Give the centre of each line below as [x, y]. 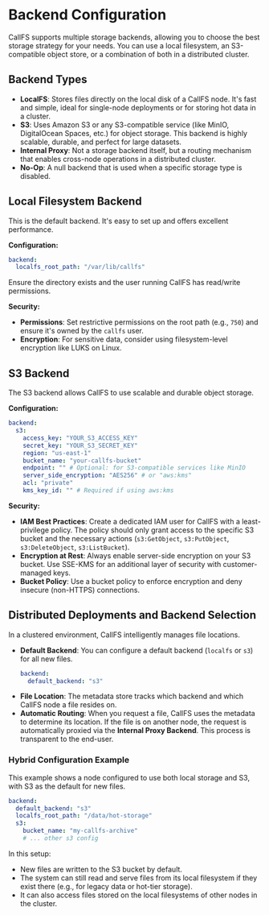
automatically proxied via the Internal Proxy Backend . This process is [135, 731]
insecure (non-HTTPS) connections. [80, 590]
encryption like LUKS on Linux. [71, 348]
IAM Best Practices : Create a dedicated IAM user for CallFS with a [130, 521]
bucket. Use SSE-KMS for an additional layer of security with [120, 564]
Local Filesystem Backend [75, 202]
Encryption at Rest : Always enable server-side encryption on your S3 [135, 555]
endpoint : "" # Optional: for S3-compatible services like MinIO [134, 468]
